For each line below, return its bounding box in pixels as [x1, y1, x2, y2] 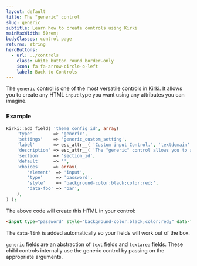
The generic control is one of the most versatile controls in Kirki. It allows [6, 85, 183, 92]
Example [6, 112, 32, 121]
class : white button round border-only [16, 58, 114, 64]
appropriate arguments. [6, 253, 63, 260]
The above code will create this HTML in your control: [6, 207, 136, 214]
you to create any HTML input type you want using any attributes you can [6, 91, 185, 98]
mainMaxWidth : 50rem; [6, 31, 59, 36]
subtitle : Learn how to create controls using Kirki [6, 25, 138, 31]
